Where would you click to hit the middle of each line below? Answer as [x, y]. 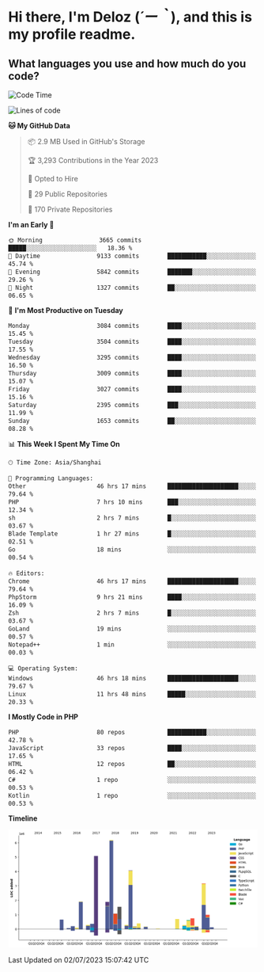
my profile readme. [72, 34]
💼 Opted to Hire [53, 179]
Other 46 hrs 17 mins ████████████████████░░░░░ [132, 486]
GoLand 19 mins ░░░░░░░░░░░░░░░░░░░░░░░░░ [132, 629]
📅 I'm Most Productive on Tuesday [66, 310]
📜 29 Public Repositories [68, 194]
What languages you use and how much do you [127, 64]
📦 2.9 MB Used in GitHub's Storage [86, 141]
